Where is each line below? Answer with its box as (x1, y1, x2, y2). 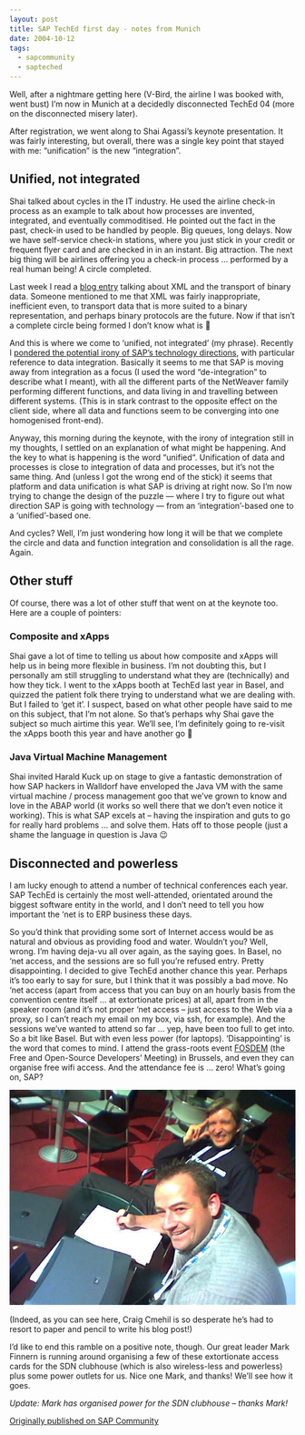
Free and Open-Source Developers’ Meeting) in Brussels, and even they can (9, 1053, 295, 1064)
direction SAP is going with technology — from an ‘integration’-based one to (9, 500, 294, 511)
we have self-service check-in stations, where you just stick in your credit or (9, 234, 296, 245)
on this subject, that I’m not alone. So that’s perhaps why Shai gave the (9, 708, 274, 719)
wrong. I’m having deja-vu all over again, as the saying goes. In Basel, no (9, 946, 282, 957)
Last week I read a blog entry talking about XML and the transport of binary (9, 280, 291, 291)
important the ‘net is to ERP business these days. (9, 909, 192, 920)
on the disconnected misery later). (9, 108, 138, 118)
